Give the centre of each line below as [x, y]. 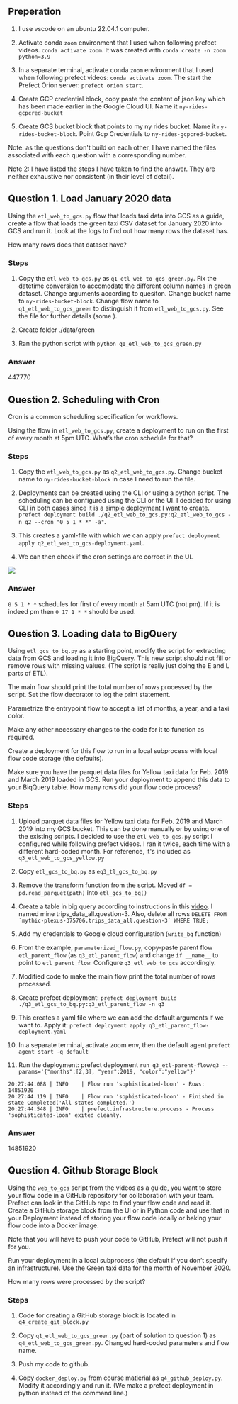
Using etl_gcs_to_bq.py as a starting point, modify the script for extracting [117, 651]
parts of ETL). [28, 674]
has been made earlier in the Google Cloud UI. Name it [98, 106]
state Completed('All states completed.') [72, 1103]
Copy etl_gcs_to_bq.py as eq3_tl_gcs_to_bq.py [88, 871]
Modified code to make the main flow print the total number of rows [117, 976]
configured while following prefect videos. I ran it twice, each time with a [124, 844]
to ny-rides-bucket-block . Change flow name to [88, 301]
